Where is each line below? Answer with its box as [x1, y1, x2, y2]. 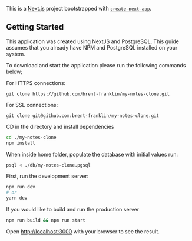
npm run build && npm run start [6, 217, 85, 223]
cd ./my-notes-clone [6, 134, 57, 141]
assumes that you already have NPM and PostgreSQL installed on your [6, 44, 178, 51]
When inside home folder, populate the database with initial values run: [6, 151, 178, 158]
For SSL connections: [6, 101, 58, 108]
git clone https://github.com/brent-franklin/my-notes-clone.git [6, 91, 170, 97]
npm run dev [6, 184, 35, 190]
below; [6, 68, 22, 75]
